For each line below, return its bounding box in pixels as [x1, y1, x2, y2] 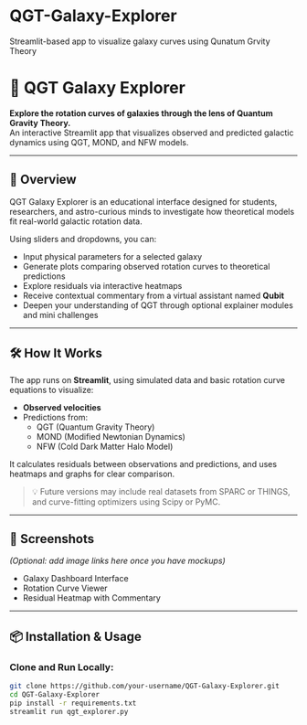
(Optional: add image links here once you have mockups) [9, 555, 226, 567]
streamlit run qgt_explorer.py [9, 707, 129, 716]
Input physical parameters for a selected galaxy [22, 251, 203, 261]
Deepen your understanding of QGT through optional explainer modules [22, 299, 294, 311]
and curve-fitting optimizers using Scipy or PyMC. [31, 496, 221, 507]
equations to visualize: [9, 384, 94, 395]
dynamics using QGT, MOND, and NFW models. [9, 136, 189, 147]
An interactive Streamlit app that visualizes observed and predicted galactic [9, 127, 294, 138]
